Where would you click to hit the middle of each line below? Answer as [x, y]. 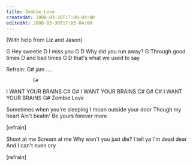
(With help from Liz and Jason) [44, 40]
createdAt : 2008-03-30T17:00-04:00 [51, 17]
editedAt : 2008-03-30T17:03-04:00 [49, 23]
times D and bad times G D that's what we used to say [73, 58]
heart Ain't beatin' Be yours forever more [57, 116]
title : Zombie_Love [31, 12]
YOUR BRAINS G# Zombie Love [45, 98]
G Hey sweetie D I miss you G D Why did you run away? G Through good [96, 52]
